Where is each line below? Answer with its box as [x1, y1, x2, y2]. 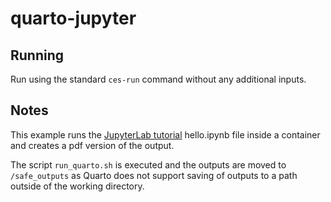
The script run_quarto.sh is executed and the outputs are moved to [10, 158, 287, 171]
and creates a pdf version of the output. [10, 139, 175, 151]
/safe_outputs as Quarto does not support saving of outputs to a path [10, 169, 298, 181]
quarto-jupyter [10, 7, 137, 30]
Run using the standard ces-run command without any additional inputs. [10, 73, 307, 85]
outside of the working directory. [10, 180, 145, 192]
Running [10, 47, 65, 64]
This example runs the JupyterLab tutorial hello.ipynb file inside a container [10, 128, 321, 141]
